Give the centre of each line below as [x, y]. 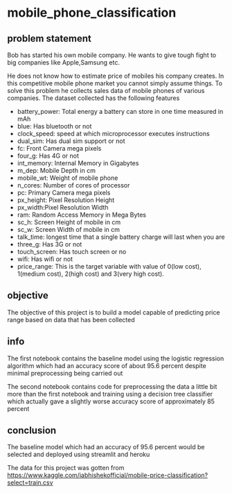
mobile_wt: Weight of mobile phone [68, 178]
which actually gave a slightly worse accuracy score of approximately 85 [111, 401]
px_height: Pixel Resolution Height [66, 200]
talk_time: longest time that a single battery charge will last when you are [121, 237]
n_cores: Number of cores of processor [73, 185]
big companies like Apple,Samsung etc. [63, 62]
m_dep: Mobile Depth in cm [56, 170]
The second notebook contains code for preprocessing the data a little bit [112, 386]
